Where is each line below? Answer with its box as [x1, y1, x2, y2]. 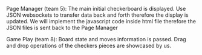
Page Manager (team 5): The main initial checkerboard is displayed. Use [6, 5, 186, 12]
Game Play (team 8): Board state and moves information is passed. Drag [6, 36, 186, 42]
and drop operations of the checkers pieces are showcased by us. [6, 42, 171, 49]
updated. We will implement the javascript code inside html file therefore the [6, 18, 197, 25]
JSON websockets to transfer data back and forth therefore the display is [6, 11, 189, 19]
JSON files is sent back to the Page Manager [6, 24, 118, 31]
